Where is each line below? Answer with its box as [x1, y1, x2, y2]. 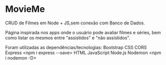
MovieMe [5, 3, 45, 15]
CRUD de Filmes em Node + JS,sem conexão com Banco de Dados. [5, 20, 145, 26]
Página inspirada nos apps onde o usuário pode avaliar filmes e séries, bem [5, 29, 161, 35]
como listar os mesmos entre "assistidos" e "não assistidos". [5, 35, 130, 41]
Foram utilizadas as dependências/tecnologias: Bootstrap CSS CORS [5, 44, 147, 50]
